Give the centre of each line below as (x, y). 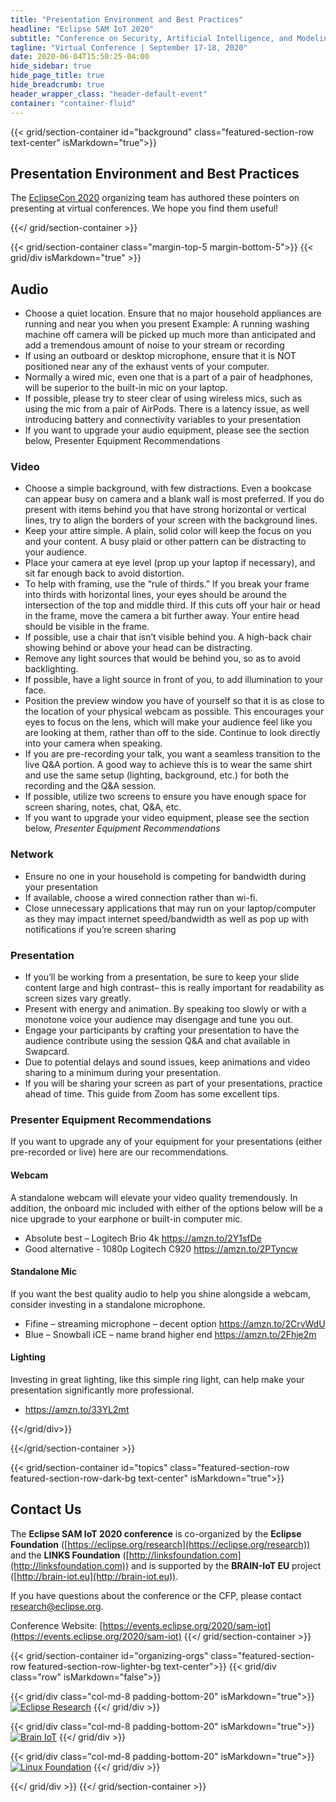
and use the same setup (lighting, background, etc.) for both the (157, 775)
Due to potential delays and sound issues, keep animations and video (167, 1062)
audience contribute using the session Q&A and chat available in (157, 1041)
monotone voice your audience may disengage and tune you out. (158, 1020)
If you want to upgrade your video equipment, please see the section (167, 818)
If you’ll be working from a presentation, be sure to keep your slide (162, 977)
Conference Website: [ (56, 1625)
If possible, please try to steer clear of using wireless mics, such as (163, 398)
